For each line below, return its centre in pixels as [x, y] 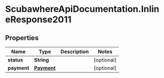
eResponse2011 [38, 19]
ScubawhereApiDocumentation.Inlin [82, 9]
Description [75, 52]
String [42, 60]
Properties [22, 38]
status [15, 60]
